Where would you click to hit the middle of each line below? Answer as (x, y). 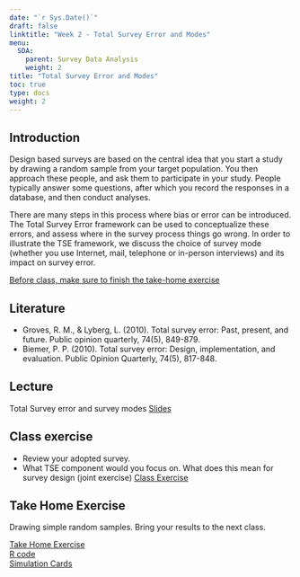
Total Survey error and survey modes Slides (91, 408)
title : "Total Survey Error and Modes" (84, 76)
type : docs (30, 93)
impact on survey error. (53, 262)
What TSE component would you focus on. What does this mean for (148, 467)
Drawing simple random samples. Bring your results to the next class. (138, 528)
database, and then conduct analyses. (80, 198)
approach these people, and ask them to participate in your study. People (145, 178)
